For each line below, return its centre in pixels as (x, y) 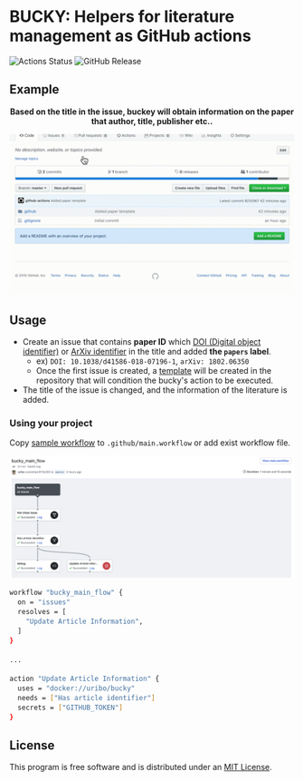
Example (34, 89)
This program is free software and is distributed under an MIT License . (141, 767)
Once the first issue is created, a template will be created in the (154, 371)
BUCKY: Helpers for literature (122, 17)
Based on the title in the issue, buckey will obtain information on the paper (152, 112)
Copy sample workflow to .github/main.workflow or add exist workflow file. (150, 443)
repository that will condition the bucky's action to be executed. (155, 381)
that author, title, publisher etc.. (152, 121)
